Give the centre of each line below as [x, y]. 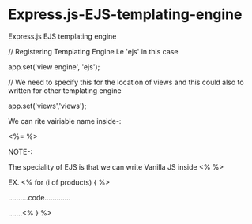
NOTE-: [21, 151]
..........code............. [39, 197]
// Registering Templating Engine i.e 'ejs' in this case [93, 51]
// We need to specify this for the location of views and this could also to [126, 82]
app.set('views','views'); [47, 106]
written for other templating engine [65, 90]
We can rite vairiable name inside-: [65, 121]
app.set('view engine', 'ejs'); [54, 67]
